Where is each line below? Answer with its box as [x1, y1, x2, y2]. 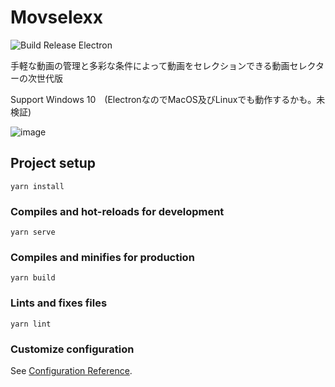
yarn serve [10, 227, 56, 238]
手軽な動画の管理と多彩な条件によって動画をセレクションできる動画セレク [10, 59, 317, 71]
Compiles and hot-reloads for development [10, 204, 225, 218]
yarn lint [10, 319, 52, 329]
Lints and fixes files [10, 296, 108, 310]
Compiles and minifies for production [10, 250, 195, 264]
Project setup [10, 155, 97, 172]
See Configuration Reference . [10, 364, 133, 376]
